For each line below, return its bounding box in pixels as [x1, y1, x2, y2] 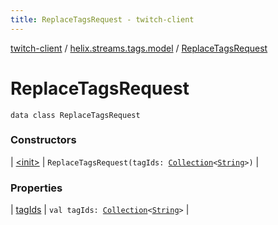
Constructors [10, 133, 77, 147]
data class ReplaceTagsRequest [10, 110, 141, 120]
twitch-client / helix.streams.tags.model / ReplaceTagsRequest [10, 42, 268, 54]
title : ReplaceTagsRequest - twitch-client [10, 14, 195, 25]
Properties [10, 181, 63, 195]
